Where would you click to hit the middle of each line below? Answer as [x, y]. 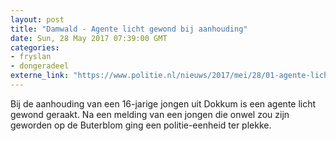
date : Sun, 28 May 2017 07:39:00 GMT [89, 38]
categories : [35, 47]
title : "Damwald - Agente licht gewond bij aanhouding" [129, 29]
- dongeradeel [40, 66]
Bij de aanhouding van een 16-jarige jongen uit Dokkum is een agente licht [163, 103]
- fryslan [31, 57]
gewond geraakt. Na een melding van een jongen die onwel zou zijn [150, 114]
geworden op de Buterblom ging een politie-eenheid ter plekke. [141, 125]
